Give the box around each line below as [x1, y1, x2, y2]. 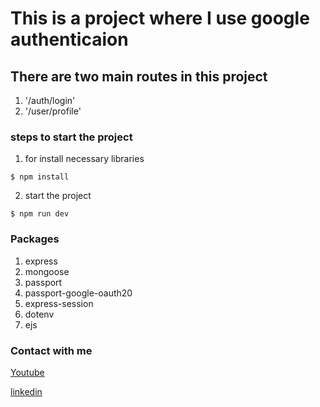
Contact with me [10, 343, 93, 357]
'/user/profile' [24, 105, 82, 117]
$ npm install [10, 172, 70, 182]
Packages [10, 232, 60, 246]
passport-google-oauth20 [24, 287, 133, 299]
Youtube [10, 366, 45, 378]
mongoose [24, 265, 70, 277]
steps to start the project [10, 130, 133, 144]
